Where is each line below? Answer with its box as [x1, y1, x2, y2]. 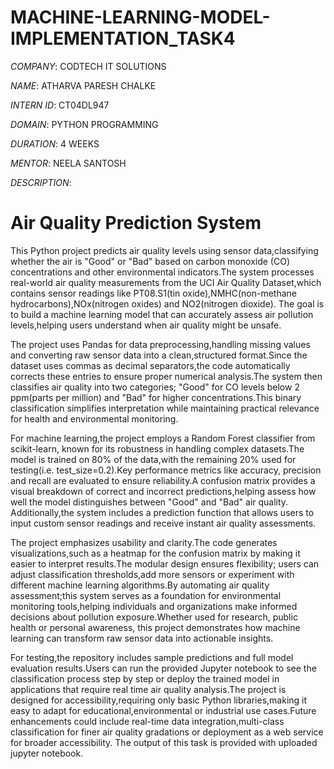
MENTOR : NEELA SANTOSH [10, 157, 127, 169]
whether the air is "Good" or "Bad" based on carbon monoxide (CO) [10, 255, 290, 267]
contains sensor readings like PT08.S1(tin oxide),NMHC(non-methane [10, 287, 297, 299]
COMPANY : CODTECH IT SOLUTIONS [10, 60, 167, 72]
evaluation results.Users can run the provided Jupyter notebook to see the [10, 662, 317, 674]
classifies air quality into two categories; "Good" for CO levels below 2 [10, 381, 300, 393]
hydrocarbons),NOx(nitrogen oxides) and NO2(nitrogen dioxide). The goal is [10, 297, 325, 310]
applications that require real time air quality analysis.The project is [10, 683, 287, 695]
